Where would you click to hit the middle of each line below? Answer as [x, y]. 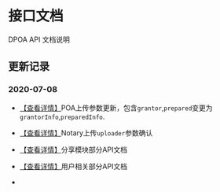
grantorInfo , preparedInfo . [62, 116]
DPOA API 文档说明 [39, 39]
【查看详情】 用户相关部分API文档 [73, 166]
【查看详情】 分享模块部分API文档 [73, 150]
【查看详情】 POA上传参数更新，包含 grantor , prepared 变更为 [116, 108]
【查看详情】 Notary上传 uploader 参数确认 [86, 133]
